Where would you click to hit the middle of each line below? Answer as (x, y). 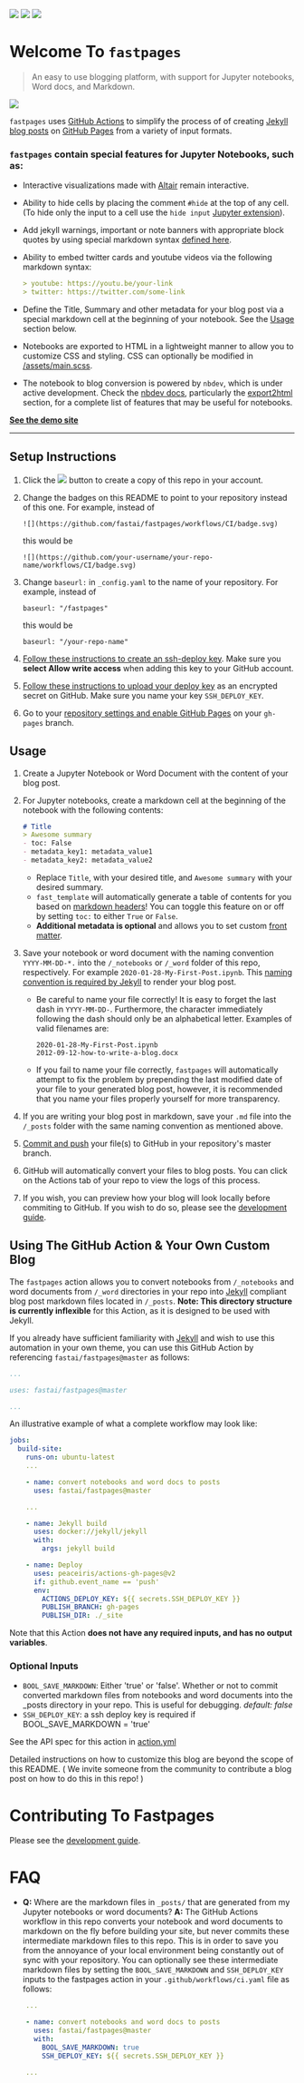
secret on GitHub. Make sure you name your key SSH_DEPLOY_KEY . (143, 695)
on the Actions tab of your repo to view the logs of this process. (141, 1180)
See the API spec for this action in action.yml (93, 1742)
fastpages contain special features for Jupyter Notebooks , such (152, 154)
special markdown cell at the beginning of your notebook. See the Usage (158, 318)
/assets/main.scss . (57, 365)
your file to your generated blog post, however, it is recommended (159, 1089)
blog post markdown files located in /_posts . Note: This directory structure (151, 1301)
